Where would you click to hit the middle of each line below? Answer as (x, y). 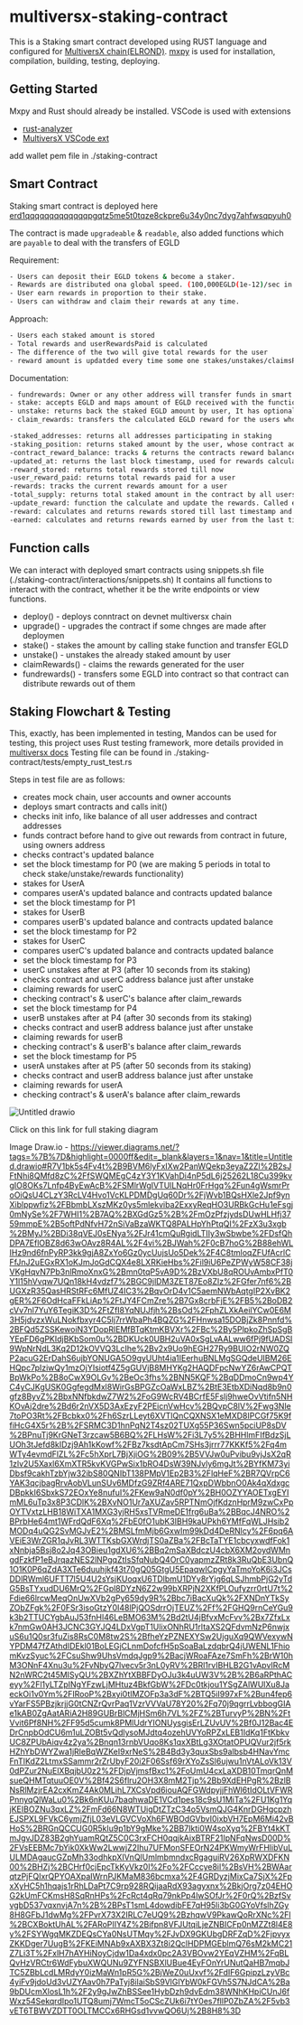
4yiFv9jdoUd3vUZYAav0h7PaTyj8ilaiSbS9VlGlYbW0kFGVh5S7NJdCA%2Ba (150, 1982)
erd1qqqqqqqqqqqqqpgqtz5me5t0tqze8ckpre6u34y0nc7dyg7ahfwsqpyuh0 (150, 215)
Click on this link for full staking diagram (84, 1130)
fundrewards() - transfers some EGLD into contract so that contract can (156, 674)
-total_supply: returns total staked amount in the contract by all (141, 495)
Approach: (29, 319)
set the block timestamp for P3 (79, 960)
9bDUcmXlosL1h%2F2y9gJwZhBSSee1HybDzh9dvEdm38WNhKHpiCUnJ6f (150, 1992)
